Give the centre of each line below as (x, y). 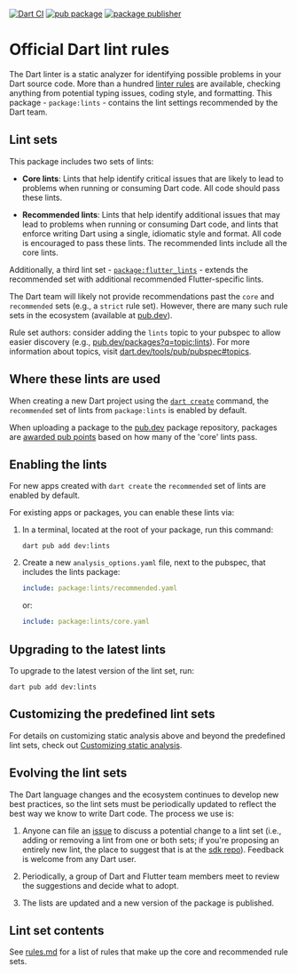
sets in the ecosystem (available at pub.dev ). (91, 315)
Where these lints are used (85, 379)
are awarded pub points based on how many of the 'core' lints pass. (133, 436)
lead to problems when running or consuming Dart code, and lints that (150, 224)
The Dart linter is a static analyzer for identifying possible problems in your (145, 74)
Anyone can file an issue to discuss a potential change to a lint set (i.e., (152, 830)
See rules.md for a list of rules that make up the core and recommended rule (149, 952)
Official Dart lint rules (90, 50)
